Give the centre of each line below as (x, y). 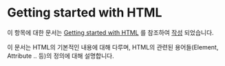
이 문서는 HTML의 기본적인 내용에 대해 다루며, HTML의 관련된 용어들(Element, (113, 47)
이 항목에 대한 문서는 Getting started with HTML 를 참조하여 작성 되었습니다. (111, 32)
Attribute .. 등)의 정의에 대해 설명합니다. (61, 56)
